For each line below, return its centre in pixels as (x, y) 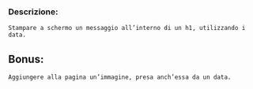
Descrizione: (33, 12)
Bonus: (26, 59)
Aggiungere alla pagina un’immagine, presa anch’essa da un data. (120, 77)
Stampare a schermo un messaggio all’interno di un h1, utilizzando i (127, 28)
